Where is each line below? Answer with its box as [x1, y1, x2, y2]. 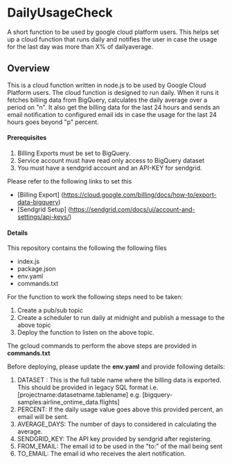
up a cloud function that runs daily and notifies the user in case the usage [7, 35, 217, 43]
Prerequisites [7, 134, 47, 142]
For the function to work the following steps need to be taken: [7, 293, 184, 301]
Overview [7, 62, 51, 74]
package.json [17, 265, 57, 273]
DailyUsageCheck [7, 5, 113, 21]
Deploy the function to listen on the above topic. [17, 328, 154, 337]
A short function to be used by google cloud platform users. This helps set [7, 28, 220, 36]
